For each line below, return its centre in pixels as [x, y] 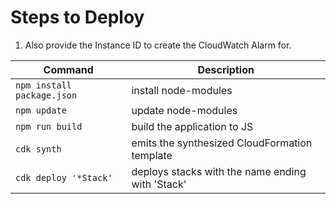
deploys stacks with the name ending [219, 171]
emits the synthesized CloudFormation [222, 143]
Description [226, 69]
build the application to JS [192, 126]
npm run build [49, 126]
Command [68, 69]
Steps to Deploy [77, 17]
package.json [46, 95]
